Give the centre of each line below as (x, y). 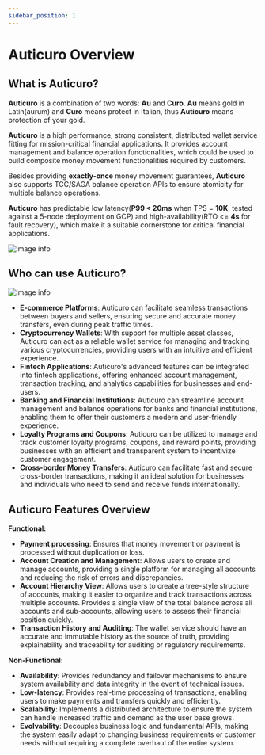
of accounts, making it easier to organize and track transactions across (135, 594)
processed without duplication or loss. (82, 552)
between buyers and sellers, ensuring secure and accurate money (127, 316)
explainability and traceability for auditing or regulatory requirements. (132, 645)
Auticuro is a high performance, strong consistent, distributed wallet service (133, 135)
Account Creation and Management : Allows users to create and (125, 561)
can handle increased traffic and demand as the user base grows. (127, 718)
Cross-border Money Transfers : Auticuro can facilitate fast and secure (136, 467)
